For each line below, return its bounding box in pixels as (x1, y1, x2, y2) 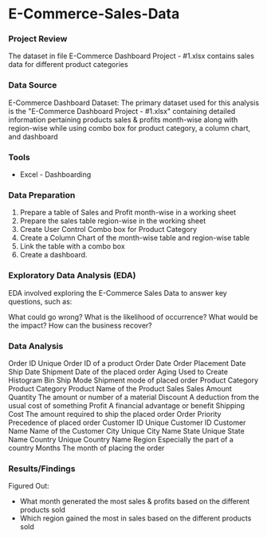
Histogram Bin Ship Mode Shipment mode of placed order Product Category (8, 375, 259, 385)
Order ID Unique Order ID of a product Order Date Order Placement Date (8, 358, 246, 367)
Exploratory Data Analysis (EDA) (8, 270, 136, 281)
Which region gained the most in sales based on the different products (19, 513, 252, 523)
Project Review (8, 33, 68, 45)
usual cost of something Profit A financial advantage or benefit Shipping (8, 400, 245, 410)
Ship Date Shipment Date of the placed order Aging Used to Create (8, 367, 229, 376)
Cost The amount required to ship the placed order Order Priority (8, 409, 222, 418)
